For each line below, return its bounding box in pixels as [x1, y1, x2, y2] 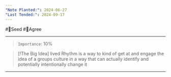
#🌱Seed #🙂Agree [5, 26, 42, 32]
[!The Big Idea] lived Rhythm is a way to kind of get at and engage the [17, 50, 164, 56]
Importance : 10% [17, 41, 52, 47]
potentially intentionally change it [17, 61, 88, 67]
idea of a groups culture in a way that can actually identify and [17, 56, 149, 62]
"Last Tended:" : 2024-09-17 [5, 12, 65, 17]
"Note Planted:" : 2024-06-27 [5, 7, 67, 13]
